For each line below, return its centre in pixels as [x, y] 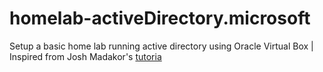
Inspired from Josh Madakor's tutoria [85, 56]
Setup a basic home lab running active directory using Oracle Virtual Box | [161, 46]
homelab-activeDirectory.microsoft [160, 18]
